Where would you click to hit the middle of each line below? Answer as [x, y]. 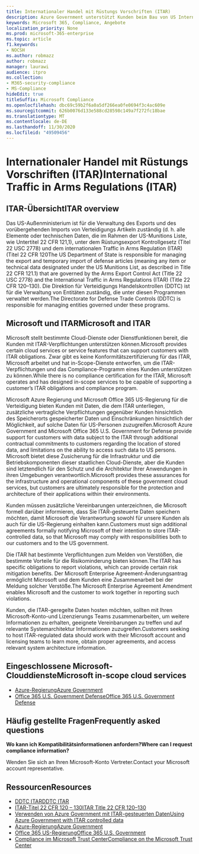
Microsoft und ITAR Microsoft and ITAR [78, 323]
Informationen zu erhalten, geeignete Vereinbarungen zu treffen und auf [94, 623]
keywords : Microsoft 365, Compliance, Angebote [66, 22]
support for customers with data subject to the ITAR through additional [92, 437]
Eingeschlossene [38, 666]
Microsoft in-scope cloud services [121, 676]
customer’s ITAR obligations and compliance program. [72, 388]
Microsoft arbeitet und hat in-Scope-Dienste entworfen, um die [83, 363]
